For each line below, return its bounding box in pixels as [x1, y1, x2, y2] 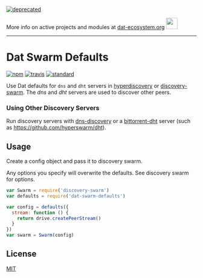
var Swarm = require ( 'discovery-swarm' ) [6, 188, 110, 194]
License [6, 249, 37, 259]
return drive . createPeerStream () [17, 215, 101, 221]
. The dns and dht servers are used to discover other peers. [23, 88, 172, 96]
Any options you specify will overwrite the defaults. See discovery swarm [6, 170, 189, 177]
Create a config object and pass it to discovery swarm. [6, 157, 143, 165]
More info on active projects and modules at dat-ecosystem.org [6, 24, 165, 30]
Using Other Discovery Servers [6, 104, 100, 112]
